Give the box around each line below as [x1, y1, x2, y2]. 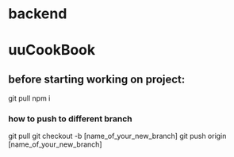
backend [8, 5, 67, 23]
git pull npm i [8, 94, 51, 103]
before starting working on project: [8, 72, 186, 86]
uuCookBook [8, 41, 96, 59]
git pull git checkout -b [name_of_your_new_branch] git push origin [8, 132, 227, 141]
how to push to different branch [8, 113, 132, 124]
